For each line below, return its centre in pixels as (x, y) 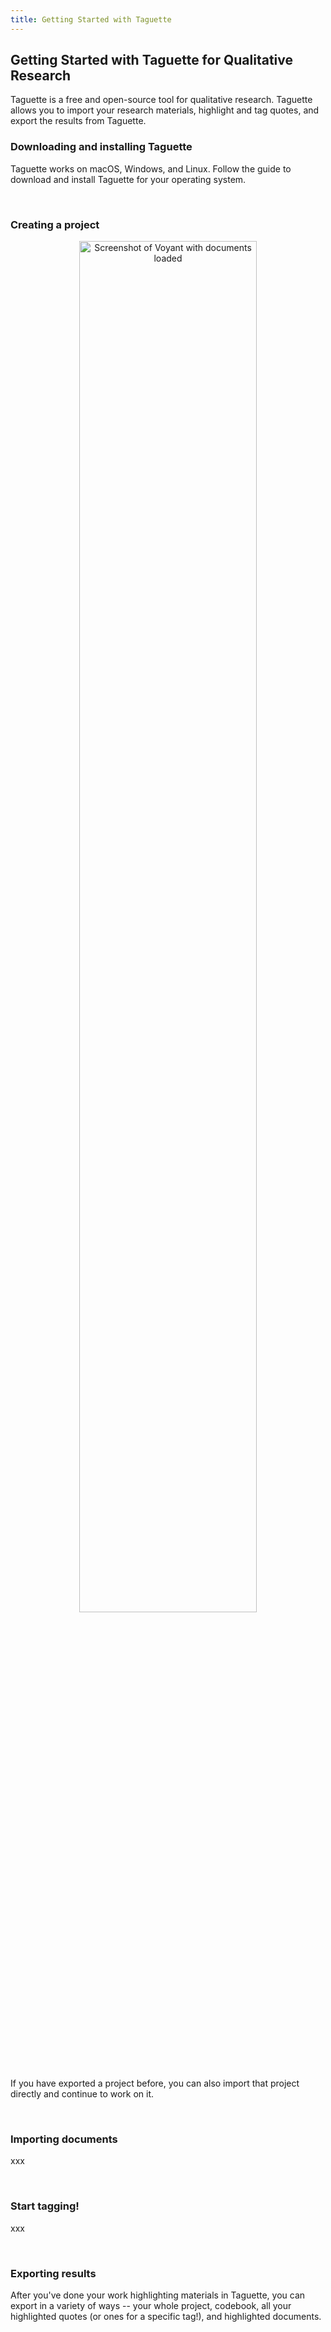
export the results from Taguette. (78, 121)
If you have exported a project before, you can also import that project (155, 2083)
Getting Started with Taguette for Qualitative (151, 60)
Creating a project (55, 224)
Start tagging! (45, 2206)
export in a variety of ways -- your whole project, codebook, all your (151, 2305)
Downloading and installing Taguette (101, 147)
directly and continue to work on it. (82, 2094)
